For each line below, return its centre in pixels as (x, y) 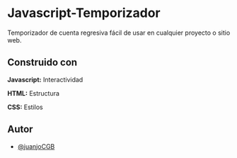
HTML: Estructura (34, 93)
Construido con (42, 63)
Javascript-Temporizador (84, 13)
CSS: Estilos (25, 107)
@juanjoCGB (36, 146)
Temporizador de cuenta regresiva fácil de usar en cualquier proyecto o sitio (119, 33)
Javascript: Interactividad (45, 79)
